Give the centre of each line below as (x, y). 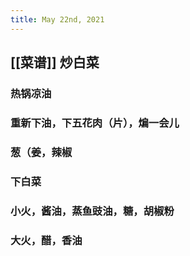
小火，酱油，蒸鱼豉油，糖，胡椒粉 (92, 211)
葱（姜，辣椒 (41, 152)
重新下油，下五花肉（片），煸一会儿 (95, 123)
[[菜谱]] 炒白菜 (55, 62)
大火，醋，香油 (46, 240)
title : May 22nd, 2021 (57, 19)
